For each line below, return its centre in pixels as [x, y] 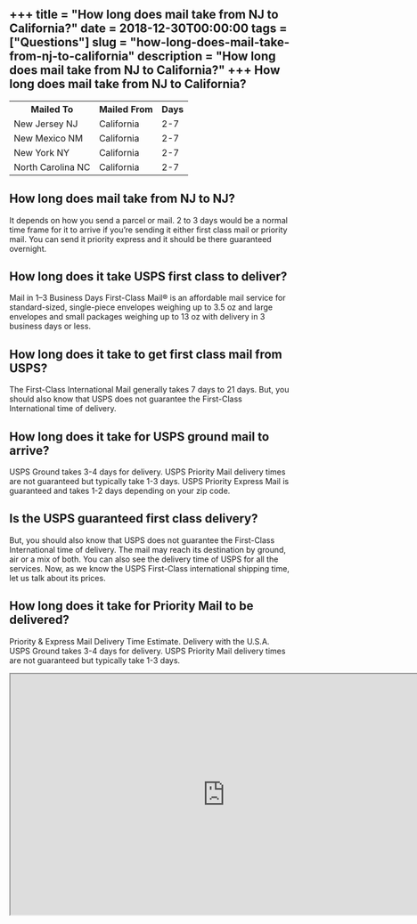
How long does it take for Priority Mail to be [131, 606]
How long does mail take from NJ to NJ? [123, 199]
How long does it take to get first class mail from [146, 354]
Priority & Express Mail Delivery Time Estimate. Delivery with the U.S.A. [139, 641]
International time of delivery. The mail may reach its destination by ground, [148, 549]
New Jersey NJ [46, 124]
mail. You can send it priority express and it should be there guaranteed [140, 239]
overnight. [28, 248]
